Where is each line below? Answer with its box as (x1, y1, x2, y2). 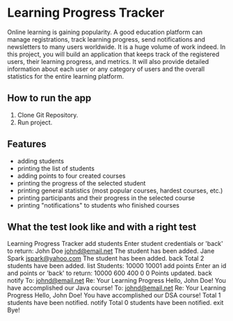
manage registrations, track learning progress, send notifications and (7, 35, 205, 43)
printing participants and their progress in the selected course (17, 193, 195, 202)
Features (7, 138, 47, 150)
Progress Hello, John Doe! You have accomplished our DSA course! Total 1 (7, 291, 221, 299)
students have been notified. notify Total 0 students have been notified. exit (7, 299, 224, 307)
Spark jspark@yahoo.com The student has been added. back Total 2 (7, 254, 204, 263)
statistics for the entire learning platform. (7, 72, 124, 81)
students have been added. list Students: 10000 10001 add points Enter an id (7, 262, 227, 270)
